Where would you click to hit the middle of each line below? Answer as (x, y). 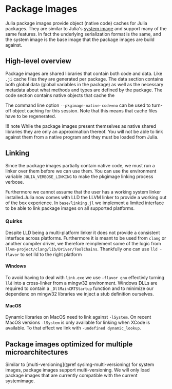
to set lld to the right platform (51, 254)
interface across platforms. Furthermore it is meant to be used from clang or (86, 238)
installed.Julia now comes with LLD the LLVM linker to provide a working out (86, 197)
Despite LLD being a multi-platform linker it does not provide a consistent (83, 232)
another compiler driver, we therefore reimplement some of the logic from (83, 243)
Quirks (14, 221)
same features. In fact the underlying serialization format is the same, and (83, 34)
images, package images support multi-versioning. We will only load (78, 370)
